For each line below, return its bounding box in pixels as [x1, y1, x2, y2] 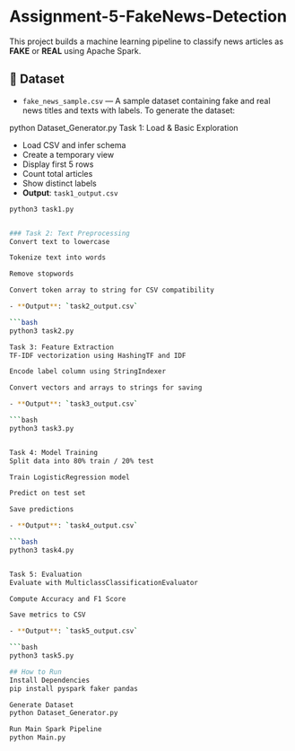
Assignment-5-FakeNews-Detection [9, 6, 287, 27]
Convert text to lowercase [9, 237, 110, 246]
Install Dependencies [9, 676, 91, 685]
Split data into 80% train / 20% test [9, 456, 154, 466]
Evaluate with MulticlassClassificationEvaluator [9, 578, 199, 587]
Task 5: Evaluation [9, 570, 82, 579]
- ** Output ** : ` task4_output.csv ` [9, 521, 139, 530]
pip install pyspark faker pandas [9, 684, 139, 693]
